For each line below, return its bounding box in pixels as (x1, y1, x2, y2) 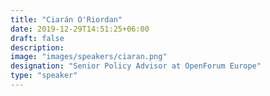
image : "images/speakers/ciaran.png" (10, 52, 168, 62)
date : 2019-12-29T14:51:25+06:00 (10, 24, 150, 34)
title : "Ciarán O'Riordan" (10, 14, 123, 25)
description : (10, 42, 65, 53)
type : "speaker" (10, 71, 78, 81)
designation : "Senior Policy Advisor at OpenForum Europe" (10, 61, 262, 71)
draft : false (10, 33, 65, 43)
